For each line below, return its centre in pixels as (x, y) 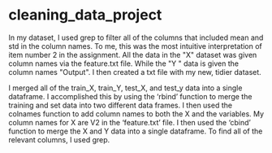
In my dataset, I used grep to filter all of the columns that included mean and (136, 37)
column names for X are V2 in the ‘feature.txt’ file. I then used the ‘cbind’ (130, 122)
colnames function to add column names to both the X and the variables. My (136, 114)
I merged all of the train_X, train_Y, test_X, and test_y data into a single (125, 88)
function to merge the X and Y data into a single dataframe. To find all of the (136, 131)
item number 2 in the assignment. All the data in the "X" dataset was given (133, 55)
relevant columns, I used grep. (59, 139)
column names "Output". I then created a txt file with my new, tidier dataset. (135, 72)
